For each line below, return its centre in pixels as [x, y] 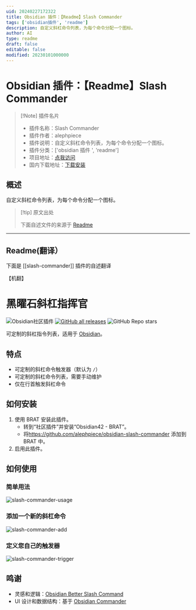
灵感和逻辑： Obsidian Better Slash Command [69, 594]
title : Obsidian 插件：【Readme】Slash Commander [64, 17]
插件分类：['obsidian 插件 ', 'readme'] [74, 150]
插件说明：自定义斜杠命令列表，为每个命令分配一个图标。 [98, 143]
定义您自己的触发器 [33, 546]
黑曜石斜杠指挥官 [47, 304]
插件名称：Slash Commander [64, 128]
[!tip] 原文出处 [37, 213]
